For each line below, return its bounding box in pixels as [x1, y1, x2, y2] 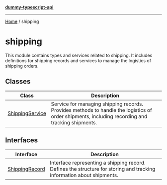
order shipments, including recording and [51, 113, 148, 120]
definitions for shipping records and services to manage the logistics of [5, 57, 152, 64]
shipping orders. [5, 63, 39, 69]
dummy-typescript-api [5, 4, 54, 10]
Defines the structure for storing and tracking [50, 165, 156, 172]
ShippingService [7, 109, 46, 116]
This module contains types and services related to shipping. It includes [5, 52, 153, 58]
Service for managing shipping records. [51, 100, 144, 107]
